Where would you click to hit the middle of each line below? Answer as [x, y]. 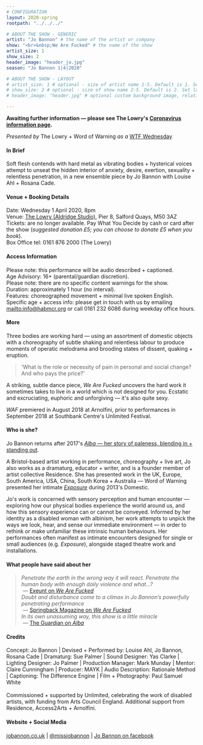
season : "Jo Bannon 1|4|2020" [44, 68]
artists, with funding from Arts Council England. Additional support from [95, 702]
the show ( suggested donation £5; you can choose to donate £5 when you [99, 230]
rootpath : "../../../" [35, 23]
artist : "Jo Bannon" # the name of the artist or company [81, 40]
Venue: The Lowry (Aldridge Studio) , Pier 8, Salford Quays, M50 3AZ [92, 217]
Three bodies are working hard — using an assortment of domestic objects [100, 336]
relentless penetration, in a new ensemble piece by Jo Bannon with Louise [99, 177]
